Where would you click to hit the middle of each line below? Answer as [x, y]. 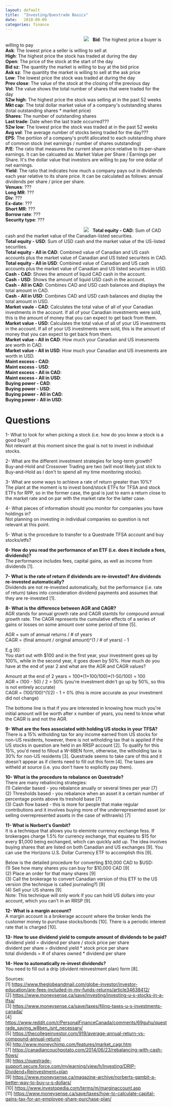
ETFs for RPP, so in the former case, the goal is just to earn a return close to [85, 493]
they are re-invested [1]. [31, 598]
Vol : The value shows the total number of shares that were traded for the [82, 89]
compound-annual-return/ [33, 1039]
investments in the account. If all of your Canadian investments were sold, [83, 312]
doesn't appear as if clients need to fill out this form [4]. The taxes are [79, 762]
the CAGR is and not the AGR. [36, 719]
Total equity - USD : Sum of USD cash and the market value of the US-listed [85, 242]
